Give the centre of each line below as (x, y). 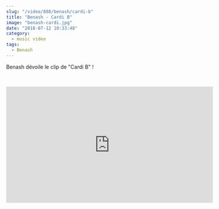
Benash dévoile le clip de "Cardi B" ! (50, 67)
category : (18, 34)
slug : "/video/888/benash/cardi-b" (50, 12)
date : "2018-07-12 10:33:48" (42, 28)
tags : (13, 45)
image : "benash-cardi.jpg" (39, 22)
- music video (29, 39)
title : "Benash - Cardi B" (39, 17)
